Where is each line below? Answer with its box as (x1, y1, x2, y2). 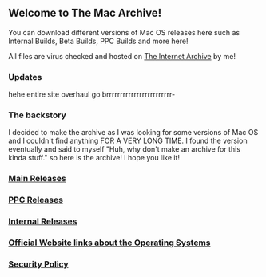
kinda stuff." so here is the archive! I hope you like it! (8, 153, 181, 163)
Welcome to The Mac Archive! (8, 6, 162, 20)
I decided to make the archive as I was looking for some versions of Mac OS (8, 128, 259, 137)
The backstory (8, 109, 66, 121)
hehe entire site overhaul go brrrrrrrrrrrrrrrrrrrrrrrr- (8, 89, 176, 99)
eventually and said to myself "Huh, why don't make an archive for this (8, 144, 241, 154)
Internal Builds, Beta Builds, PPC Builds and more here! (8, 36, 189, 46)
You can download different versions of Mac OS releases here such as (8, 27, 240, 37)
